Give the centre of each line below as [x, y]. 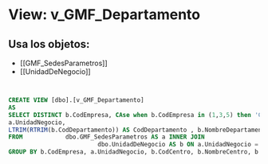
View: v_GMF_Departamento [104, 15]
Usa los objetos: [49, 44]
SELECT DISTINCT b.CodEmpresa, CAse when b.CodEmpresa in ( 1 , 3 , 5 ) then [130, 115]
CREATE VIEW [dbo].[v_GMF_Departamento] [77, 100]
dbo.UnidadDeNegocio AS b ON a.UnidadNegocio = [178, 145]
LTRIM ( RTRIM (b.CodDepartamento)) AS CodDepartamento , [101, 130]
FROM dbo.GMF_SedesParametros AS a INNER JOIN [106, 137]
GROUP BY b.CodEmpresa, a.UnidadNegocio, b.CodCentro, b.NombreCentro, [130, 152]
